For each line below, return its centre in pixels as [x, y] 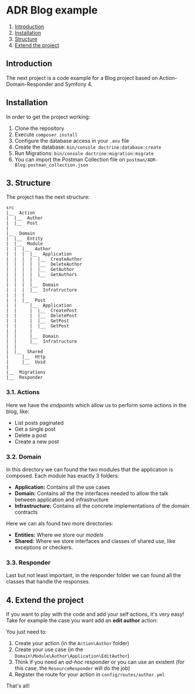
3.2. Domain [24, 457]
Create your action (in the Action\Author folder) [72, 643]
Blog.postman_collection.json [52, 165]
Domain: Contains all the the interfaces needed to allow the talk [91, 493]
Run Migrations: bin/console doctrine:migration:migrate [84, 153]
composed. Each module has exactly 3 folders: [63, 475]
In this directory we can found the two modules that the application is [90, 469]
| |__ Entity [25, 239]
